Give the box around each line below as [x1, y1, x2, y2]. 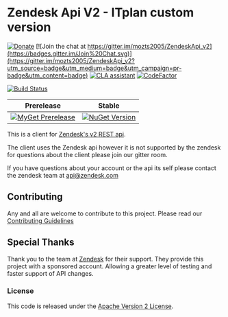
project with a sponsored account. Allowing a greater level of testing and [7, 262, 212, 270]
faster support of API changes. [7, 269, 94, 277]
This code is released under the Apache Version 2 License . [7, 302, 174, 310]
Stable [98, 101, 120, 110]
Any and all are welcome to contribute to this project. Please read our [7, 209, 203, 218]
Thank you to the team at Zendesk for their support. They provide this [7, 255, 204, 263]
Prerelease [25, 101, 62, 110]
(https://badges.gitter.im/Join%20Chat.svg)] [7, 49, 132, 58]
